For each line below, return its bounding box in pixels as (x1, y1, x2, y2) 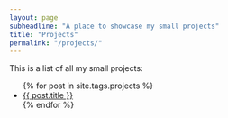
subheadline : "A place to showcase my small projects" (9, 22, 220, 31)
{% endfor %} (22, 100, 75, 111)
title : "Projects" (9, 30, 78, 39)
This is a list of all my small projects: (9, 63, 143, 74)
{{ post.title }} (22, 90, 74, 101)
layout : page (9, 13, 59, 23)
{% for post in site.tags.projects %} (22, 80, 154, 91)
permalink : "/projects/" (9, 38, 103, 48)
